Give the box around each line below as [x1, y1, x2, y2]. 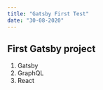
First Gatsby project [7, 43, 96, 55]
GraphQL [17, 69, 44, 77]
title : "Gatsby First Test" [7, 10, 90, 18]
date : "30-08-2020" [7, 17, 64, 24]
